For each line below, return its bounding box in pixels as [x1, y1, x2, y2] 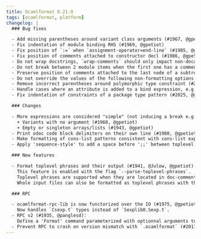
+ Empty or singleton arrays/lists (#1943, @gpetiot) [17, 125, 154, 131]
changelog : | [6, 20, 39, 26]
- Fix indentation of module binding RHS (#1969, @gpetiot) [11, 42, 165, 48]
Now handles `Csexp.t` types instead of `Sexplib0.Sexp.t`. [17, 207, 170, 213]
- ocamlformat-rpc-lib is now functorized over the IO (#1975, [11, 201, 172, 207]
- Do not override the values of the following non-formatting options [11, 75, 194, 81]
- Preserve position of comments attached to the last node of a [11, 69, 178, 75]
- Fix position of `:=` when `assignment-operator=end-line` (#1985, [11, 47, 188, 54]
